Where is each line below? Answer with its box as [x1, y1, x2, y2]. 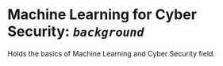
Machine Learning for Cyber [7, 6, 198, 24]
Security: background [7, 22, 144, 41]
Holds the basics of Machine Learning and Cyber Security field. [7, 49, 216, 58]
